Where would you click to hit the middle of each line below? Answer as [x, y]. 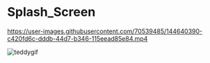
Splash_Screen [51, 12]
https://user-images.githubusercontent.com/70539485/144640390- [105, 31]
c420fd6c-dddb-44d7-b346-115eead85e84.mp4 [78, 38]
